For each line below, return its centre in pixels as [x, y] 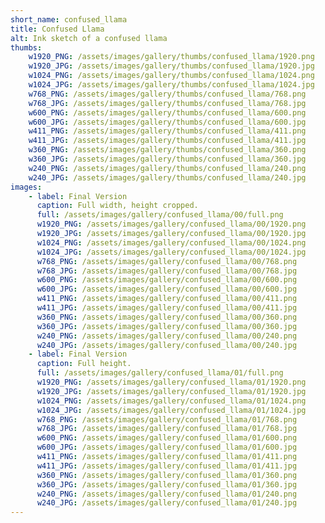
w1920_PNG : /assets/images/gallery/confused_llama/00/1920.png [171, 224]
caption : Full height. [84, 364]
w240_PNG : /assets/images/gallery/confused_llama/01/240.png [167, 494]
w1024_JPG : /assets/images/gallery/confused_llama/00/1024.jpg [171, 252]
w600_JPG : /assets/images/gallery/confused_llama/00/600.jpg [167, 289]
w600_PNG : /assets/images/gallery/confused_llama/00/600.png [167, 280]
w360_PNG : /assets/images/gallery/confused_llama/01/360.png [167, 475]
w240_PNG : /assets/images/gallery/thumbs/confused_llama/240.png [167, 168]
